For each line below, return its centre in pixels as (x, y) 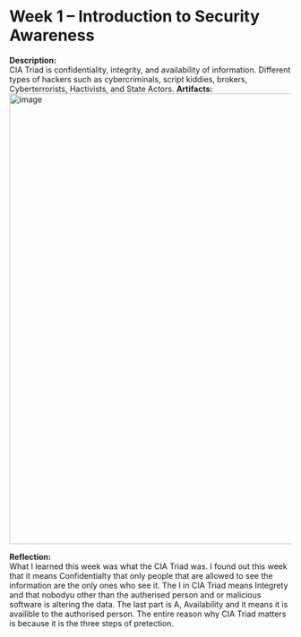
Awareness (52, 35)
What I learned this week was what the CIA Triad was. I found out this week (149, 566)
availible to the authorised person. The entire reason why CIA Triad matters (148, 614)
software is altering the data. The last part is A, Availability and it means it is (149, 604)
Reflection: (30, 556)
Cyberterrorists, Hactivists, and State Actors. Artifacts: (111, 89)
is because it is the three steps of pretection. (92, 623)
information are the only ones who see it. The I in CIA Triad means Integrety (149, 585)
